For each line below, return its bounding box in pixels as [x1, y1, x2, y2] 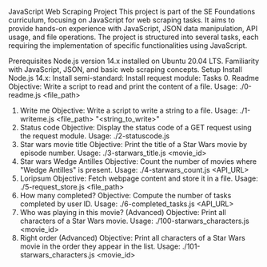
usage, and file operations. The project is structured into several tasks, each [8, 32, 259, 42]
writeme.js [19, 114, 54, 123]
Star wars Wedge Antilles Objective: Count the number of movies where [19, 157, 257, 166]
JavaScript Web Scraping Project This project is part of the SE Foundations [8, 7, 256, 16]
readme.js [8, 90, 42, 99]
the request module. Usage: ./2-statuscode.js [19, 131, 170, 141]
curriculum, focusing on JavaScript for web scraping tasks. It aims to [8, 15, 236, 25]
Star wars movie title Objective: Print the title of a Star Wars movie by [19, 140, 248, 149]
